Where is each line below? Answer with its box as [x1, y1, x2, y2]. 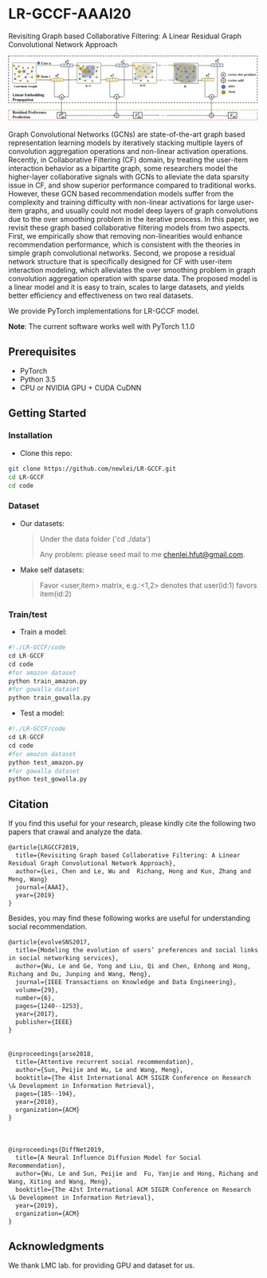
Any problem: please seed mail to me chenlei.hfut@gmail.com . [39, 549, 245, 559]
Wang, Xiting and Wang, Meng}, [8, 1178, 112, 1186]
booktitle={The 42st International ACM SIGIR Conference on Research [15, 1186, 251, 1194]
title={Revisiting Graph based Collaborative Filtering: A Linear [15, 852, 241, 860]
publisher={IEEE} [15, 1019, 73, 1027]
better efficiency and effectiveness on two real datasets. [8, 291, 194, 300]
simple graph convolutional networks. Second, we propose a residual [8, 248, 235, 258]
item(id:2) [39, 588, 72, 599]
